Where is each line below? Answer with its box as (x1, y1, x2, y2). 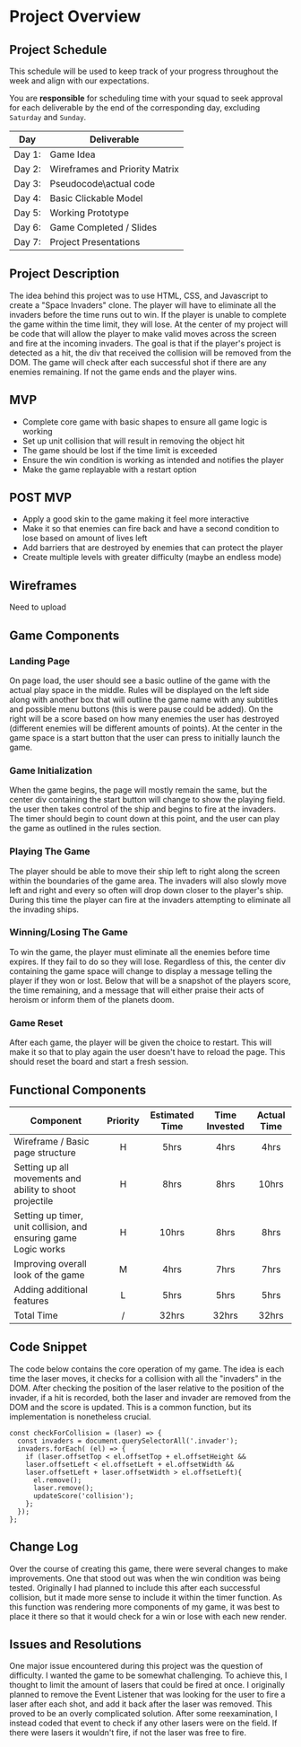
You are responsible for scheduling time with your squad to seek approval (9, 92, 284, 103)
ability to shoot (13, 1183, 76, 1196)
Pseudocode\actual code (49, 178, 155, 189)
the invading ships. (9, 904, 79, 915)
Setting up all (13, 1161, 69, 1173)
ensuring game (13, 1232, 78, 1244)
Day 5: (13, 206, 42, 219)
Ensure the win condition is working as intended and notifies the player (21, 454, 285, 465)
